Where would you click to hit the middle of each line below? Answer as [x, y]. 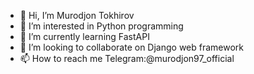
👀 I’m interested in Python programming [101, 26]
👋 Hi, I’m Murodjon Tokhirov [77, 15]
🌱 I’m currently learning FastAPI [84, 36]
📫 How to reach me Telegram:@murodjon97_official [127, 58]
